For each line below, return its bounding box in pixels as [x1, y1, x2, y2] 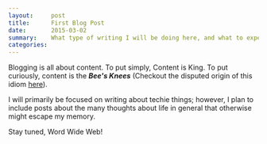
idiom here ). [8, 80, 48, 89]
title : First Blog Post [8, 19, 105, 27]
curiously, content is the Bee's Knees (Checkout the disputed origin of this [8, 71, 253, 81]
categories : [8, 41, 48, 49]
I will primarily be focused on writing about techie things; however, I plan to [8, 95, 254, 104]
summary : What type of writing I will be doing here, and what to [8, 33, 244, 42]
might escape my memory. [8, 112, 95, 121]
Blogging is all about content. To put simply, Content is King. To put [8, 63, 228, 72]
